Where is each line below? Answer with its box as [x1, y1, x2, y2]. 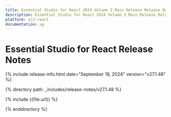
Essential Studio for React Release [5, 44, 154, 55]
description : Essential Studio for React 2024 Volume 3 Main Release [5, 12, 156, 17]
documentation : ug [5, 21, 44, 27]
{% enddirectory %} [5, 106, 47, 112]
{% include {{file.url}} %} [5, 96, 58, 102]
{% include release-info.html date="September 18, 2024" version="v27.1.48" [5, 71, 166, 77]
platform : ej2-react [5, 17, 49, 22]
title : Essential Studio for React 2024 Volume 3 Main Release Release [5, 7, 160, 13]
